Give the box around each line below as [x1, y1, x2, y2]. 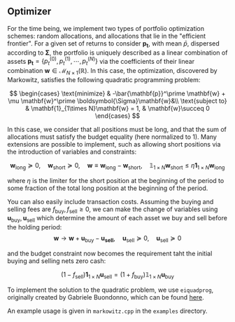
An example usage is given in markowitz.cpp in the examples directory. [7, 307, 208, 315]
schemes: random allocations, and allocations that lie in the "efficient [7, 32, 206, 40]
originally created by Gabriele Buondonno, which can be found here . [7, 293, 204, 301]
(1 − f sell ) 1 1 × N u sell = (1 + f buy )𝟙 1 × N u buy [60, 270, 175, 280]
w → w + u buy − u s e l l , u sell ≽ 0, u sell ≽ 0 [53, 234, 182, 244]
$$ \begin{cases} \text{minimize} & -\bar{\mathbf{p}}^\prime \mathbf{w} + [9, 89, 226, 98]
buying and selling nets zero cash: [7, 257, 106, 265]
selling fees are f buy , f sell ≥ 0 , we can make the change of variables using [7, 205, 218, 215]
